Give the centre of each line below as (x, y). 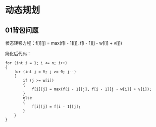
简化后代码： (18, 54)
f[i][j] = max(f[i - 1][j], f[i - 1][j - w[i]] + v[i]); (92, 89)
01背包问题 (22, 30)
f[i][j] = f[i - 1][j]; (56, 107)
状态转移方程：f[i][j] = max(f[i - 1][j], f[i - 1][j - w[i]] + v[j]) (64, 43)
